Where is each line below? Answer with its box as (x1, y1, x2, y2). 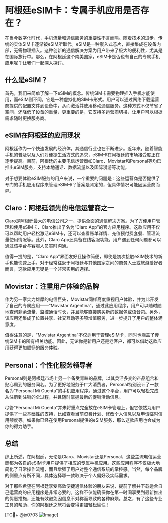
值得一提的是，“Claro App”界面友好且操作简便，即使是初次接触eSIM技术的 (5, 254, 158, 260)
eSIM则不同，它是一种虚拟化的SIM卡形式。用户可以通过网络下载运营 (18, 96, 159, 102)
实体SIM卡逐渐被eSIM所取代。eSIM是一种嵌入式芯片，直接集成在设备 (13, 41, 157, 47)
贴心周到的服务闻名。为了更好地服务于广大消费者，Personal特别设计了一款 (5, 382, 159, 387)
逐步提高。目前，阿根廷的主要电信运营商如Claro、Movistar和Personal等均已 (5, 158, 161, 164)
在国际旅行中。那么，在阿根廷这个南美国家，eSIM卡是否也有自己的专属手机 (5, 53, 160, 59)
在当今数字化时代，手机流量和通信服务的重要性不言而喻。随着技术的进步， (5, 35, 158, 41)
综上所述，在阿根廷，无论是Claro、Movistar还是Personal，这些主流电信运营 (5, 453, 161, 459)
